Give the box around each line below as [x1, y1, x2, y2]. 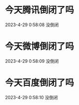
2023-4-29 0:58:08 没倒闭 [5, 22, 59, 28]
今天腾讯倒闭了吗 [5, 4, 75, 16]
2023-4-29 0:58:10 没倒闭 [5, 94, 58, 100]
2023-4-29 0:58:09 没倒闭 [5, 58, 59, 64]
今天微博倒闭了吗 [5, 41, 75, 52]
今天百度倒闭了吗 [5, 77, 75, 89]
